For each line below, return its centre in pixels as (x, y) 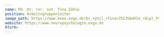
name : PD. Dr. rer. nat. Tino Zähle (42, 9)
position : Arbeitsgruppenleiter (38, 14)
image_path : (17, 18)
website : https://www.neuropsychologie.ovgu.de (54, 23)
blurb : (12, 27)
